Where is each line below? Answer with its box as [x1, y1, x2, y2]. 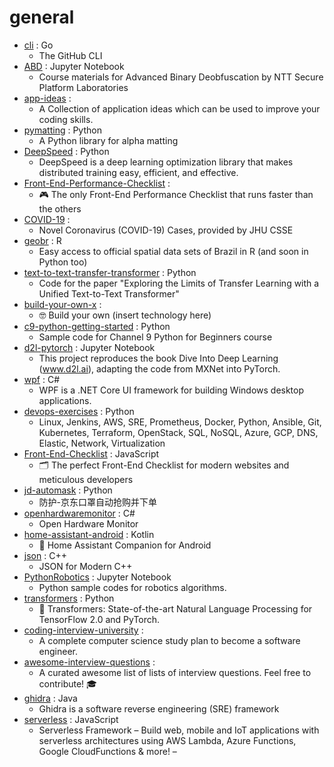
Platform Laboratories [38, 81, 129, 93]
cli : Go [23, 39, 54, 51]
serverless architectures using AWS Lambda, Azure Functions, [38, 734, 297, 746]
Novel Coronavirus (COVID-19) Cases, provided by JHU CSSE [38, 224, 294, 236]
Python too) [38, 256, 88, 268]
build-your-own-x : [23, 298, 102, 310]
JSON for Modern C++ [38, 560, 133, 572]
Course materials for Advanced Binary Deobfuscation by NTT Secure [38, 71, 324, 83]
